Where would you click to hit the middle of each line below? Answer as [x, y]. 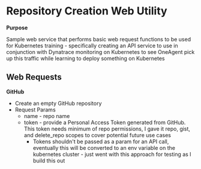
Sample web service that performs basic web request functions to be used [98, 39]
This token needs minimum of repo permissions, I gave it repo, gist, [107, 129]
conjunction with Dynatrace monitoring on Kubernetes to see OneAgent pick [100, 52]
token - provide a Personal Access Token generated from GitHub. [105, 122]
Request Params [35, 110]
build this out [49, 161]
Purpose [17, 28]
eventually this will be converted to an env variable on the [104, 147]
